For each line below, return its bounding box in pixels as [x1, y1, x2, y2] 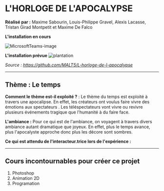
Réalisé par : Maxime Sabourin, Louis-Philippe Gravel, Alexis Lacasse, [5, 19, 146, 25]
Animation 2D [12, 175, 40, 181]
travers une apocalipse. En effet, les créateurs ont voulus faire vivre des [5, 98, 150, 105]
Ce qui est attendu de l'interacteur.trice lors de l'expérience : [5, 138, 131, 144]
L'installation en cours [5, 34, 51, 39]
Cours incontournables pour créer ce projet [5, 157, 140, 166]
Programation [12, 180, 40, 186]
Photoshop [12, 170, 34, 176]
